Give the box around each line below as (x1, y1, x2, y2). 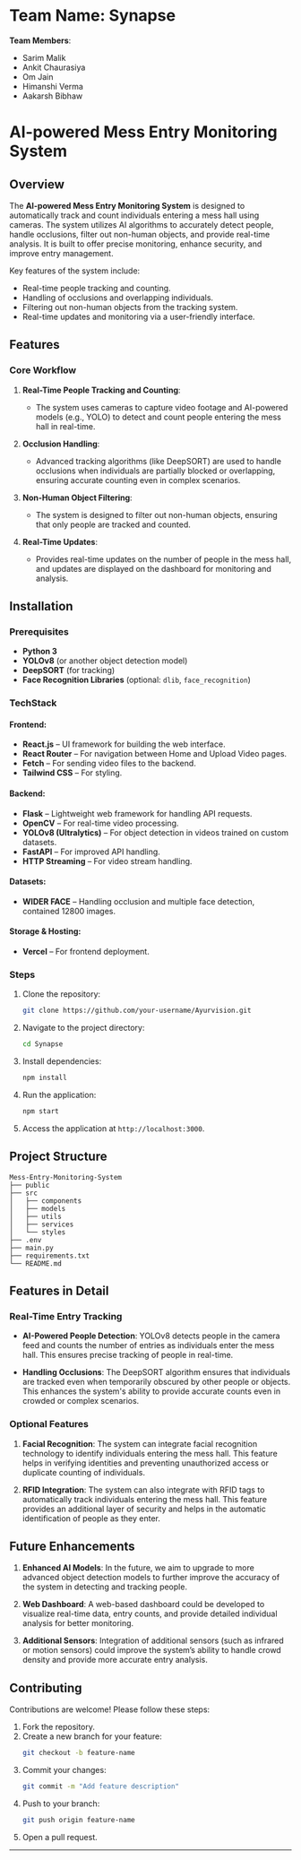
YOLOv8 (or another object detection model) (21, 655, 188, 666)
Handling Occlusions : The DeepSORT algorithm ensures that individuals (21, 1367, 291, 1378)
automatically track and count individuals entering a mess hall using (9, 210, 260, 221)
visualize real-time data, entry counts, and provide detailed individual (21, 1608, 278, 1619)
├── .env (9, 1235, 42, 1244)
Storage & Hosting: (9, 926, 82, 937)
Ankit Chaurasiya (21, 62, 86, 73)
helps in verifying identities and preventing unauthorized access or (21, 1458, 270, 1468)
